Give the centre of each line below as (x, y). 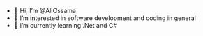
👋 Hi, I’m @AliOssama (45, 11)
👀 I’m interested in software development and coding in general (105, 18)
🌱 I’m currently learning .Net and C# (65, 25)
